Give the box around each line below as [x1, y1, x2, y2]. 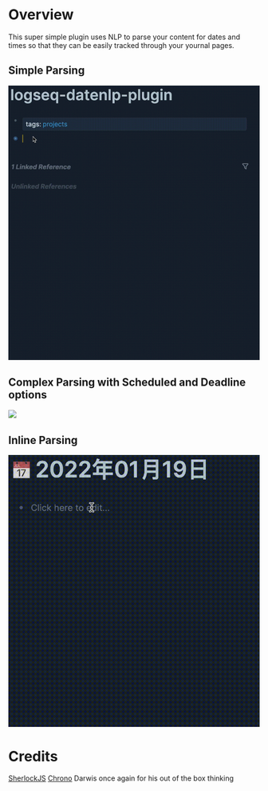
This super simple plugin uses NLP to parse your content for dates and [8, 32, 241, 42]
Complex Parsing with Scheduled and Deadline [8, 376, 246, 390]
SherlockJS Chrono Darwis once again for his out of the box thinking [8, 773, 234, 783]
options [8, 388, 48, 401]
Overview [8, 6, 74, 24]
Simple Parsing [8, 64, 85, 78]
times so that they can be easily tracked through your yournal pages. [8, 40, 235, 50]
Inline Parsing [8, 433, 78, 447]
